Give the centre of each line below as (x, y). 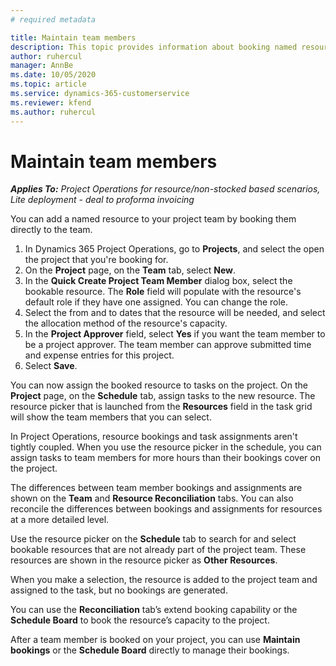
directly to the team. (51, 230)
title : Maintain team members (73, 37)
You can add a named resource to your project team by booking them (153, 219)
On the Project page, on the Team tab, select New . (130, 270)
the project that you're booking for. (96, 260)
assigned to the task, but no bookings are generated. (119, 590)
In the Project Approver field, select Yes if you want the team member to (175, 334)
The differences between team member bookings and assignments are (156, 488)
